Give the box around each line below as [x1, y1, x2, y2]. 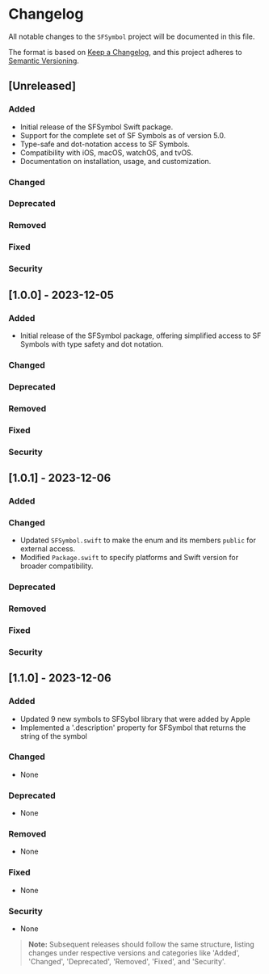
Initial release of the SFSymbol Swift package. [19, 122, 174, 132]
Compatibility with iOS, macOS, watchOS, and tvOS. [19, 147, 194, 158]
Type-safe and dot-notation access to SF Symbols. [19, 139, 190, 149]
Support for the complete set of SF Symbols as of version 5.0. [19, 130, 226, 140]
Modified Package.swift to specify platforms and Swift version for [19, 553, 239, 563]
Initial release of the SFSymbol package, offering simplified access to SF [19, 331, 262, 340]
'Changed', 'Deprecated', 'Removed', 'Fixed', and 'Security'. [27, 957, 226, 966]
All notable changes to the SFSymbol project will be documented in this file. [8, 32, 255, 41]
